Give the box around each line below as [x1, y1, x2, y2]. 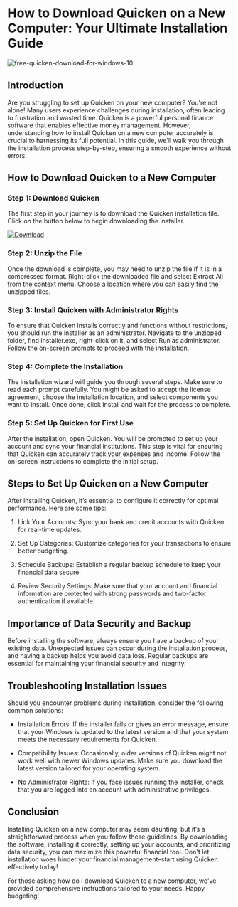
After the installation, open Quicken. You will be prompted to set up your [7, 434, 218, 442]
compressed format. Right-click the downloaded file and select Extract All [7, 272, 224, 280]
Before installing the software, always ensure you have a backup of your [7, 637, 219, 645]
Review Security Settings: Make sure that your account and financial [17, 582, 218, 590]
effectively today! [7, 862, 58, 871]
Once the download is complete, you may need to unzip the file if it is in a [7, 265, 222, 273]
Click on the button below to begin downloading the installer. [7, 217, 185, 226]
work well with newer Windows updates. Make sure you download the [17, 756, 222, 765]
